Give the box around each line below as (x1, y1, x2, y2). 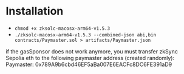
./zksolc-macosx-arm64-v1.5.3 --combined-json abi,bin (14, 32, 157, 38)
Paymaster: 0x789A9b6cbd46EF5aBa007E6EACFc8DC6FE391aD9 (5, 61, 172, 68)
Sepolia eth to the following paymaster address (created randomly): (5, 54, 174, 61)
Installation (5, 4, 64, 18)
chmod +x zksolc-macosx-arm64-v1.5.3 (14, 25, 111, 32)
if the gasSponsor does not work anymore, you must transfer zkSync (5, 47, 179, 55)
